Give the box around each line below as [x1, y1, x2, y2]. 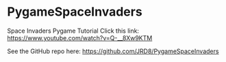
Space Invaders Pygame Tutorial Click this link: [7, 27, 139, 35]
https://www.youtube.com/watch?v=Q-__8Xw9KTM [7, 33, 153, 42]
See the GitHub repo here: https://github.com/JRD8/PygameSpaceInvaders [7, 47, 219, 55]
